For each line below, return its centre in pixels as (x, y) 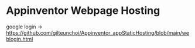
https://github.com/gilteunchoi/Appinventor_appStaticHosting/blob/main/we (97, 32)
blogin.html (20, 39)
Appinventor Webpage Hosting (83, 11)
